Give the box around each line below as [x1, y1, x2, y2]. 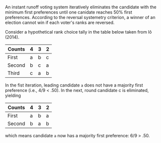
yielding [5, 92, 21, 98]
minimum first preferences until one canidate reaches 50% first [5, 9, 133, 15]
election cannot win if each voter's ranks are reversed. [5, 19, 115, 25]
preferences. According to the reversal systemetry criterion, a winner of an [5, 15, 156, 20]
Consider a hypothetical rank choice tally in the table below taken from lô [5, 29, 152, 35]
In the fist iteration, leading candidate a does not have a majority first [5, 82, 143, 88]
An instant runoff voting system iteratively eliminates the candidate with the [5, 4, 157, 10]
